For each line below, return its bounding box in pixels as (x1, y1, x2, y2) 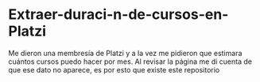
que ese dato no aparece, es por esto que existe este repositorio (8, 65, 220, 74)
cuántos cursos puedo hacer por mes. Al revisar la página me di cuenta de (8, 57, 253, 66)
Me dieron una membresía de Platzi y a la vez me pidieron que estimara (8, 48, 243, 58)
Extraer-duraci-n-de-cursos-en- (8, 6, 229, 24)
